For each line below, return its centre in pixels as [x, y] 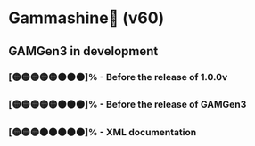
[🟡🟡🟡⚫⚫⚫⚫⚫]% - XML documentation [103, 133]
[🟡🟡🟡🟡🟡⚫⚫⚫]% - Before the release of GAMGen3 [127, 104]
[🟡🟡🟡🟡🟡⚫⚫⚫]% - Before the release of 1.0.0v [118, 77]
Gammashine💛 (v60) [86, 18]
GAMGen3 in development [83, 51]
